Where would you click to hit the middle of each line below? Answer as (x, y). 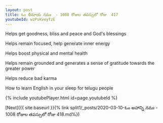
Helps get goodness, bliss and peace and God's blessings (66, 34)
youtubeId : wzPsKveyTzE (30, 19)
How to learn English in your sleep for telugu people (59, 88)
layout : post (19, 10)
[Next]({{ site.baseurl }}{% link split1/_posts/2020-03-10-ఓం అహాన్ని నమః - (81, 108)
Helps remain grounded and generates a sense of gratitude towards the (80, 63)
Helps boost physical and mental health (46, 53)
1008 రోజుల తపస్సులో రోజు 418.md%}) (43, 114)
